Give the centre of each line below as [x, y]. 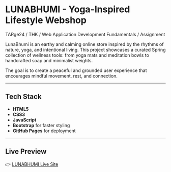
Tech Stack [23, 97]
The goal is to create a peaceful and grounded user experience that [76, 70]
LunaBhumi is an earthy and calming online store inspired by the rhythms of [84, 44]
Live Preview [26, 152]
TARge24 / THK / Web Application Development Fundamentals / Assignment [85, 34]
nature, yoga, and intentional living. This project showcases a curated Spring [85, 50]
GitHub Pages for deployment [44, 131]
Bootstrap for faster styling [41, 125]
